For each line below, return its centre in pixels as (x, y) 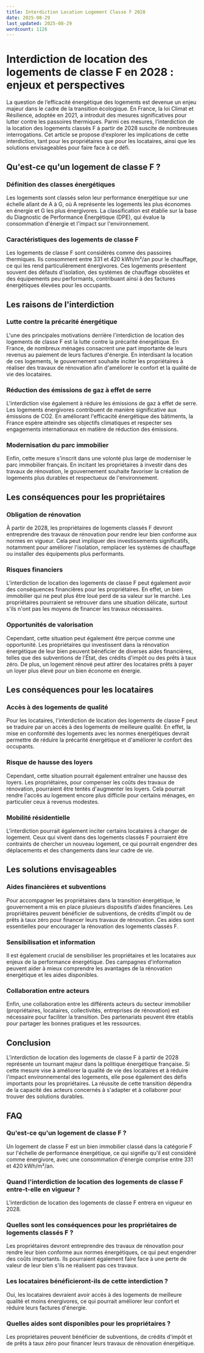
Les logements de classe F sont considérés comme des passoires (89, 253)
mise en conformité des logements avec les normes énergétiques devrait (98, 734)
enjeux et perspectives (65, 85)
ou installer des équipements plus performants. (65, 554)
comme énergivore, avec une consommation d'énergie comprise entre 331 (100, 1159)
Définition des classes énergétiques (61, 184)
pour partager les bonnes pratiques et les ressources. (74, 1023)
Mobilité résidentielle (38, 817)
